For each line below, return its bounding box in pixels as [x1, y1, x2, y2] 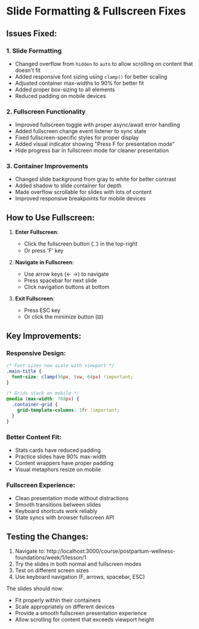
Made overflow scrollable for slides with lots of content [14, 189, 152, 196]
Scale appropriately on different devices [14, 603, 115, 610]
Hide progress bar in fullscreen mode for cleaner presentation [14, 147, 169, 154]
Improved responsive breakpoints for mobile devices [14, 195, 146, 202]
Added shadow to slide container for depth [14, 182, 122, 189]
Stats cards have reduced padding [14, 446, 101, 454]
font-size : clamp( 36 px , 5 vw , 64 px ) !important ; [11, 374, 134, 380]
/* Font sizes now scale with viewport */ [6, 362, 115, 368]
